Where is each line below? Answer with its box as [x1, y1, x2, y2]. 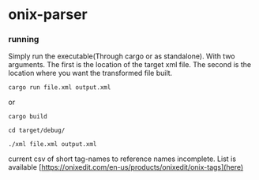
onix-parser [8, 6, 88, 24]
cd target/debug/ [8, 126, 66, 135]
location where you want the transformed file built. [8, 69, 173, 78]
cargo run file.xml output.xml [8, 84, 111, 92]
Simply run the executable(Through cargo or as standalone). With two [8, 51, 235, 61]
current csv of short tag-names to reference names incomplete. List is [8, 154, 237, 163]
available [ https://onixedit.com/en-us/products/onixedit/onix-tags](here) [8, 163, 244, 172]
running [8, 34, 39, 45]
